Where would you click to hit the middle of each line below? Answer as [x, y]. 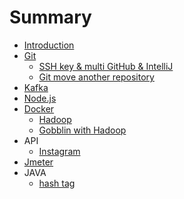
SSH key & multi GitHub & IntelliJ [106, 66]
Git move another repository [96, 77]
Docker [39, 108]
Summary [50, 17]
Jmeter [38, 162]
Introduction [49, 45]
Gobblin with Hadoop [82, 130]
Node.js [40, 98]
